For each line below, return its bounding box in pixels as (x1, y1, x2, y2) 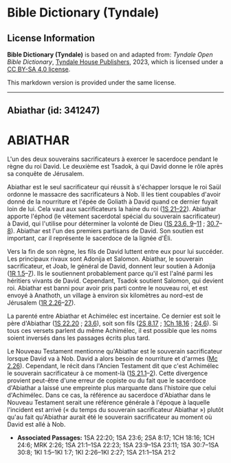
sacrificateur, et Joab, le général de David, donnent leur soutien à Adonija (7, 262, 216, 270)
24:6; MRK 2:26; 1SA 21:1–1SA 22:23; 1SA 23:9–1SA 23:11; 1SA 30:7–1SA (16, 441, 219, 449)
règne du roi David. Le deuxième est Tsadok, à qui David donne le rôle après (7, 162, 223, 171)
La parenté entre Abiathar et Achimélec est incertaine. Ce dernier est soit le (7, 312, 221, 321)
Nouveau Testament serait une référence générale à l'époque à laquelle (7, 398, 210, 407)
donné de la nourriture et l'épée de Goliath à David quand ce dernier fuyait (7, 197, 218, 206)
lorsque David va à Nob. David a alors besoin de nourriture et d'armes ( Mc (7, 354, 218, 363)
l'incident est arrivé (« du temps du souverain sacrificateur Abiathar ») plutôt (7, 406, 224, 414)
